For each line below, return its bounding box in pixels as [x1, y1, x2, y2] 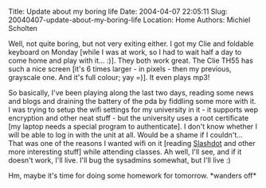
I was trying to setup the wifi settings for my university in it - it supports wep [8, 105, 259, 114]
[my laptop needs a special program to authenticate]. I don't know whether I [8, 122, 257, 131]
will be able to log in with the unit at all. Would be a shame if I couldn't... [8, 130, 243, 140]
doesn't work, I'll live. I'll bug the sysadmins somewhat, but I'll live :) [8, 155, 231, 165]
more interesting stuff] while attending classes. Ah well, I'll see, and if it [8, 147, 242, 156]
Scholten [8, 24, 38, 33]
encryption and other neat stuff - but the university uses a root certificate [8, 113, 249, 122]
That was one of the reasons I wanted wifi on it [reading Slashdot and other [8, 139, 256, 148]
